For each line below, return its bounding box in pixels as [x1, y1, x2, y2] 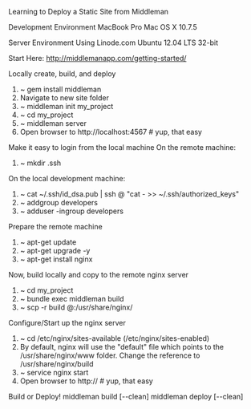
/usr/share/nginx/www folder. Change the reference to [19, 350, 200, 360]
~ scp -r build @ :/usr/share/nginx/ [19, 302, 133, 312]
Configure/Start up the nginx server [8, 318, 126, 327]
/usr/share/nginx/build [19, 359, 94, 368]
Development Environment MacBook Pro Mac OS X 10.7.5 [8, 22, 198, 31]
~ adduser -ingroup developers [19, 206, 124, 216]
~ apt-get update [19, 237, 77, 247]
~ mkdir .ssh [19, 158, 62, 168]
